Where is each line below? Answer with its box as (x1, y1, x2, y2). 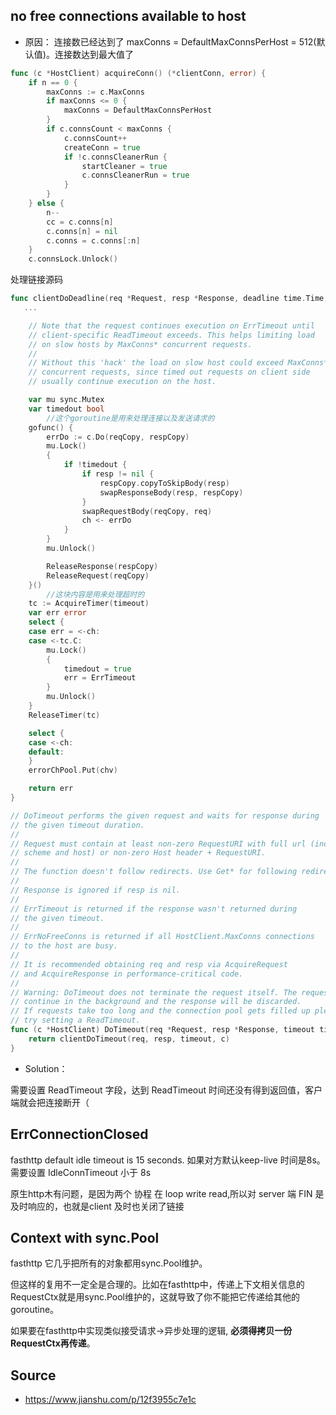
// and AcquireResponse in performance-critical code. (10, 969, 244, 979)
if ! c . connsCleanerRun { (63, 152, 168, 162)
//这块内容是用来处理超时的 (46, 589, 145, 599)
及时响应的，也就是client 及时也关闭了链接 (10, 1200, 185, 1212)
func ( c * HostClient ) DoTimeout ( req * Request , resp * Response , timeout (10, 1025, 315, 1035)
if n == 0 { (28, 77, 78, 88)
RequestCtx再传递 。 (10, 1337, 96, 1349)
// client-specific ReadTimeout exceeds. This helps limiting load (28, 330, 315, 340)
